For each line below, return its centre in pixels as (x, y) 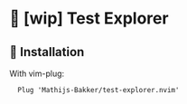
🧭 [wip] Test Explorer (89, 19)
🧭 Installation (47, 52)
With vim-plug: (37, 73)
